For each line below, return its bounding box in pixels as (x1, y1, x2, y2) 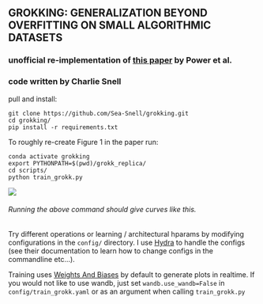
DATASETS (8, 31, 63, 44)
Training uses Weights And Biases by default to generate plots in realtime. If (8, 269, 255, 279)
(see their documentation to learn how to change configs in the (8, 245, 213, 256)
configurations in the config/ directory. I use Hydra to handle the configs (8, 237, 246, 247)
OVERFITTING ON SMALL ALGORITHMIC (8, 19, 212, 32)
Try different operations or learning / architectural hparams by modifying (8, 229, 245, 238)
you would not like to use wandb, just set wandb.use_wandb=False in (8, 278, 225, 287)
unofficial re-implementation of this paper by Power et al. (8, 55, 233, 66)
